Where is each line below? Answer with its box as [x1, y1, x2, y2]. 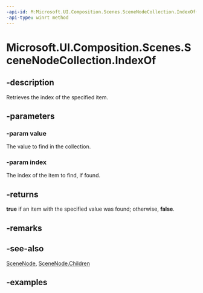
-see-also [6, 243, 44, 254]
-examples [6, 277, 48, 288]
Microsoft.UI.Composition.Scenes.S [6, 41, 192, 54]
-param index [6, 158, 47, 166]
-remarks [6, 223, 42, 233]
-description [6, 77, 54, 88]
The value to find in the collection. [6, 143, 91, 150]
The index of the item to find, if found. [6, 172, 101, 179]
